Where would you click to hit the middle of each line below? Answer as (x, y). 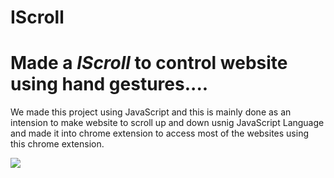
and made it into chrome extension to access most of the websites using (159, 133)
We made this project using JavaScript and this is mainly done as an (151, 112)
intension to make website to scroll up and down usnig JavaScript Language (167, 123)
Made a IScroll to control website (149, 63)
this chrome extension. (57, 144)
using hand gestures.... (109, 84)
